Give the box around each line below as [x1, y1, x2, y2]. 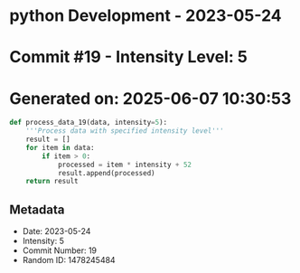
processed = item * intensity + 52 [57, 160, 192, 169]
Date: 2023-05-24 [22, 226, 91, 237]
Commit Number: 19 [22, 245, 98, 256]
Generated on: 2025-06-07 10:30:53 [9, 88, 292, 108]
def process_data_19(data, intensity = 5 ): [9, 118, 168, 127]
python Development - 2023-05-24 [9, 5, 282, 26]
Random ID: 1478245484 [22, 255, 116, 266]
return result [25, 177, 79, 186]
